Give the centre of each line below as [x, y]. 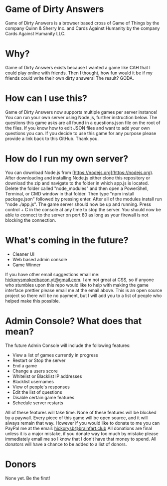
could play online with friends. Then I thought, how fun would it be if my [79, 73]
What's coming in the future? [67, 240]
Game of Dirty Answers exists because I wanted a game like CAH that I [78, 67]
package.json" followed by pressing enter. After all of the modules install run [83, 199]
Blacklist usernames [33, 381]
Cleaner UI [23, 254]
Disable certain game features [43, 397]
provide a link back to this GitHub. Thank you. [52, 139]
